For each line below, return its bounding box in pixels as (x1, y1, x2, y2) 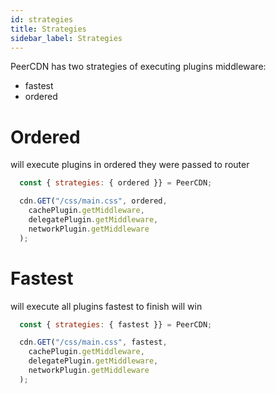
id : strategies (10, 14, 74, 25)
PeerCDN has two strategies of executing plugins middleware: (10, 61, 267, 73)
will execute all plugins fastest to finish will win (10, 300, 203, 312)
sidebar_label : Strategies (10, 33, 123, 43)
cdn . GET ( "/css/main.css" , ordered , (19, 196, 168, 206)
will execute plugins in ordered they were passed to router (10, 159, 250, 171)
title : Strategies (10, 24, 87, 34)
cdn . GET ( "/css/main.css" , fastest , (19, 337, 168, 348)
